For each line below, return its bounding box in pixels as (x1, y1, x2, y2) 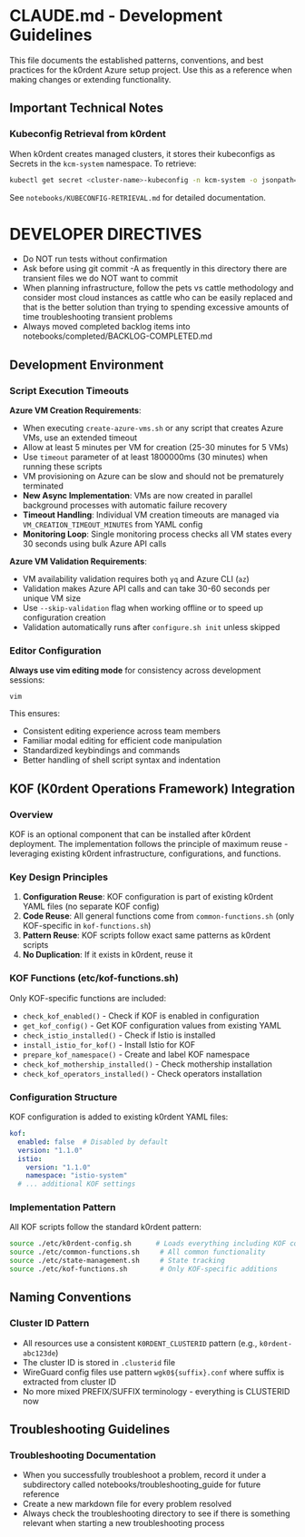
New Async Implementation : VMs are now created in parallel (22, 490, 253, 501)
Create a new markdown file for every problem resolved (22, 1499, 231, 1510)
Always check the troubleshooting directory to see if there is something (22, 1508, 290, 1519)
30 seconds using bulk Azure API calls (22, 538, 167, 549)
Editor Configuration (9, 645, 102, 657)
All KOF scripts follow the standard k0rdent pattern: (9, 1222, 202, 1233)
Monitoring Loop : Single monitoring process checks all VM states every (22, 528, 292, 540)
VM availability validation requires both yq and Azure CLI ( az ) (22, 574, 250, 585)
